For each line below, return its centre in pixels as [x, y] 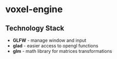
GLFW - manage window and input [50, 40]
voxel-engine [34, 9]
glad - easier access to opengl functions [55, 46]
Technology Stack [35, 28]
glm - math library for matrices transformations [62, 51]
